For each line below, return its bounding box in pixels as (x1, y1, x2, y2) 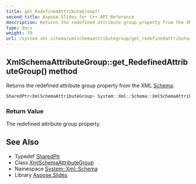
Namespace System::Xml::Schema (14, 165, 98, 172)
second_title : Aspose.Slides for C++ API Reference (6, 14, 134, 20)
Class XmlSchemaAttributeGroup (14, 159, 94, 166)
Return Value (6, 107, 44, 115)
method (48, 67, 78, 77)
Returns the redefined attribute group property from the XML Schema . (6, 82, 175, 89)
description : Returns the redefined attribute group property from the (6, 19, 184, 25)
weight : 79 (6, 30, 33, 36)
